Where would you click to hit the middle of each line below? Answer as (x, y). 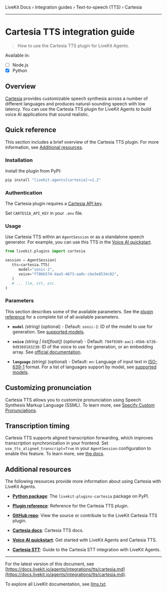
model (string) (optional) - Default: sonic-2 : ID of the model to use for (83, 326)
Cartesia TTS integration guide (70, 32)
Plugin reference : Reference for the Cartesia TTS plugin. (71, 506)
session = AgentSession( (31, 260)
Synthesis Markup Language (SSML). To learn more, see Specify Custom (80, 405)
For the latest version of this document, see (50, 564)
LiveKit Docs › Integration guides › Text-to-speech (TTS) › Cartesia (74, 7)
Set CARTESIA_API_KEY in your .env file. (44, 213)
